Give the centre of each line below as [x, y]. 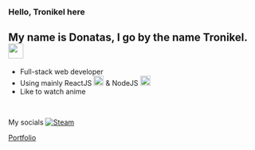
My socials [26, 122]
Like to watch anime [53, 91]
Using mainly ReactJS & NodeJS [79, 83]
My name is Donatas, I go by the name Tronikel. [128, 38]
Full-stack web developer [61, 71]
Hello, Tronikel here [47, 12]
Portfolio [22, 137]
